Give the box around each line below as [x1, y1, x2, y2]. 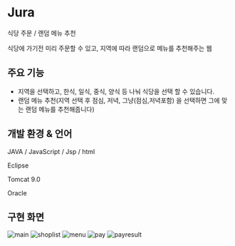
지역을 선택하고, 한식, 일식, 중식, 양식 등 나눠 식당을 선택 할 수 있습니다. [17, 87, 215, 96]
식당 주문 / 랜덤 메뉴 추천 [7, 29, 76, 37]
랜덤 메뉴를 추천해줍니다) [25, 105, 95, 113]
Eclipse [7, 161, 29, 170]
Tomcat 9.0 [7, 175, 41, 183]
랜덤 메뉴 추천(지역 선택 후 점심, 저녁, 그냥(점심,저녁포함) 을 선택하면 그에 [17, 96, 220, 104]
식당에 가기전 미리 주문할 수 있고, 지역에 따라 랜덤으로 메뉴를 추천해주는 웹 [7, 43, 212, 52]
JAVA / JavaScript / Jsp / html [7, 147, 95, 155]
